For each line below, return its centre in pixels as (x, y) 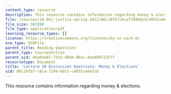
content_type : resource (31, 10)
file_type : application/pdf (35, 29)
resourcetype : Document (31, 62)
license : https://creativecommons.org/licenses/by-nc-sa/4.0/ (73, 39)
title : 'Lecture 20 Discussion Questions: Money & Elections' (73, 67)
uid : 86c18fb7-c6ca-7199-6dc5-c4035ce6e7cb (52, 72)
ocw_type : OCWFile (25, 43)
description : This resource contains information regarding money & (79, 15)
